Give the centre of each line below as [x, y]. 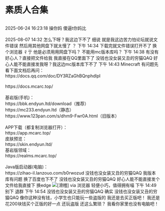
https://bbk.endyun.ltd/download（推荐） [47, 104]
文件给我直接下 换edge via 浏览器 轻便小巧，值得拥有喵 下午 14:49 [81, 185]
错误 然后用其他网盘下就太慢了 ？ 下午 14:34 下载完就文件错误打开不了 [80, 45]
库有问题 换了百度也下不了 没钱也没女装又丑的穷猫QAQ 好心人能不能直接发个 [82, 179]
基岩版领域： [18, 150]
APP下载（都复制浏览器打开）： [36, 127]
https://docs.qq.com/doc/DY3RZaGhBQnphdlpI [53, 76]
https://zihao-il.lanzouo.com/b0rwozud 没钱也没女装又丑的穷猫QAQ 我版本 [81, 173]
